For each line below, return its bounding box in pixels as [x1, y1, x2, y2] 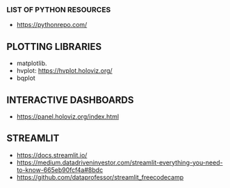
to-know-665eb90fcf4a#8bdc [16, 165, 104, 174]
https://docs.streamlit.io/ [16, 151, 88, 159]
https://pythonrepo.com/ [16, 21, 88, 29]
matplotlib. [16, 59, 47, 67]
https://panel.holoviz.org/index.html [16, 112, 120, 121]
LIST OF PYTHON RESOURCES [6, 5, 111, 15]
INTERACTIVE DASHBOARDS [6, 94, 134, 105]
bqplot [16, 74, 35, 83]
